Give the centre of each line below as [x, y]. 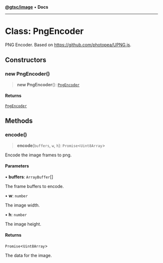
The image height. [23, 224]
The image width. [23, 205]
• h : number [16, 214]
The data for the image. [28, 255]
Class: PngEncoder [44, 31]
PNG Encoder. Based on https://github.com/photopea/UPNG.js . [68, 45]
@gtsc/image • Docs [27, 7]
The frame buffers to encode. [34, 186]
